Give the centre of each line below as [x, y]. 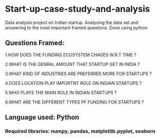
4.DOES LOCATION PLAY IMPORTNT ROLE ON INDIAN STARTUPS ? [73, 83]
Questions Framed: [35, 43]
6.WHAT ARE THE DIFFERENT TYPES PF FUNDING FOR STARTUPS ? [74, 102]
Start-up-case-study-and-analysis [78, 9]
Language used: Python [42, 117]
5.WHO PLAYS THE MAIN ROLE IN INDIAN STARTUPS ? [61, 92]
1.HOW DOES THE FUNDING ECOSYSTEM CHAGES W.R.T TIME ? [71, 55]
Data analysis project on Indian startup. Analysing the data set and [72, 22]
